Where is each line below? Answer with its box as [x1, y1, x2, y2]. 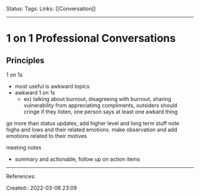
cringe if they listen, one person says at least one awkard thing [23, 108, 178, 115]
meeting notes [6, 144, 42, 151]
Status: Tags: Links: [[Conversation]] [6, 5, 96, 12]
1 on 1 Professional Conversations [6, 32, 176, 45]
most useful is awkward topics [14, 83, 90, 90]
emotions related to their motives [6, 133, 87, 139]
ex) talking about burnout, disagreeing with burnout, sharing [23, 96, 171, 102]
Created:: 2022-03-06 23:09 [6, 185, 77, 191]
